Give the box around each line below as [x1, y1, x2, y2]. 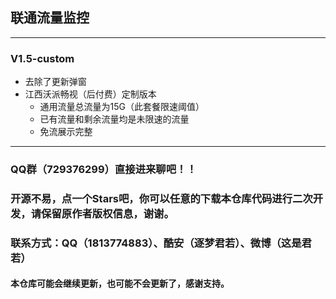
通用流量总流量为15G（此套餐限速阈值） [39, 101, 205, 113]
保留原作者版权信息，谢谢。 [41, 206, 175, 220]
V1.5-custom [10, 51, 75, 65]
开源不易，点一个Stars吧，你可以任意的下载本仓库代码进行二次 [10, 191, 313, 205]
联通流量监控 [10, 9, 90, 27]
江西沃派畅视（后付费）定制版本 [24, 88, 157, 100]
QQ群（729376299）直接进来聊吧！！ [10, 163, 197, 177]
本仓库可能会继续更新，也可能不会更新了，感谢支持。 [10, 278, 230, 290]
